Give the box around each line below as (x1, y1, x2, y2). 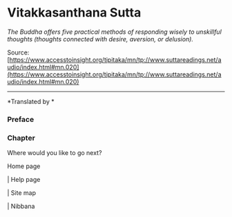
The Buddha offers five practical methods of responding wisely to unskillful (7, 28, 222, 36)
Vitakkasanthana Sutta (7, 5, 142, 21)
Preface (7, 114, 35, 124)
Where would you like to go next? (7, 149, 102, 157)
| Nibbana (7, 202, 35, 211)
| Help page (7, 176, 41, 184)
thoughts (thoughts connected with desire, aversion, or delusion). (7, 34, 193, 43)
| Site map (7, 189, 37, 197)
